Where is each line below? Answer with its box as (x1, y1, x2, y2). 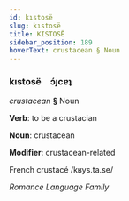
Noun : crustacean (9, 130, 75, 141)
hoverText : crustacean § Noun (9, 46, 121, 55)
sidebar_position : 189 (9, 37, 93, 47)
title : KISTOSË (9, 29, 65, 38)
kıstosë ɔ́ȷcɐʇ (9, 76, 72, 88)
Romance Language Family (9, 181, 110, 192)
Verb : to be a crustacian (9, 113, 97, 124)
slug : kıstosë (9, 21, 62, 30)
